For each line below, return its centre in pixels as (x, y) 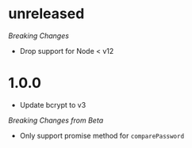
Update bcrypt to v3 (53, 104)
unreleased (46, 14)
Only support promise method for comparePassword (102, 135)
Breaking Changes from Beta (56, 120)
